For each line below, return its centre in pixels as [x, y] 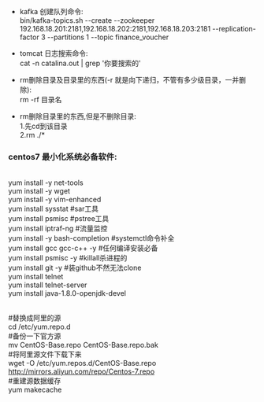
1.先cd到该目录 [44, 126]
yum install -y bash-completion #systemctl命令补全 [91, 238]
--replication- [234, 29]
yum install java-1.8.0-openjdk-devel [67, 293]
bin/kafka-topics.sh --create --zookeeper [87, 20]
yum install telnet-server [48, 285]
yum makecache [35, 390]
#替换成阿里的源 [35, 318]
